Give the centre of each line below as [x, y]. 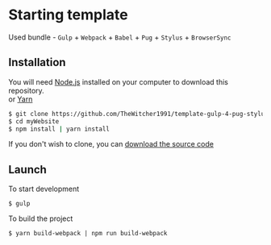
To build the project [41, 218]
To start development [44, 189]
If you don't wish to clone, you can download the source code [111, 144]
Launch [27, 170]
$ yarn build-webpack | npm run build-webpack [88, 234]
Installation [37, 62]
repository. [26, 90]
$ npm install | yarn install [59, 129]
